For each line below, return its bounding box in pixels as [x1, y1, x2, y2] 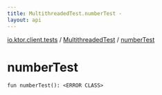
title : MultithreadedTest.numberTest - [7, 10, 123, 17]
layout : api [7, 17, 42, 23]
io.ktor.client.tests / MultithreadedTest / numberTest [7, 35, 155, 43]
